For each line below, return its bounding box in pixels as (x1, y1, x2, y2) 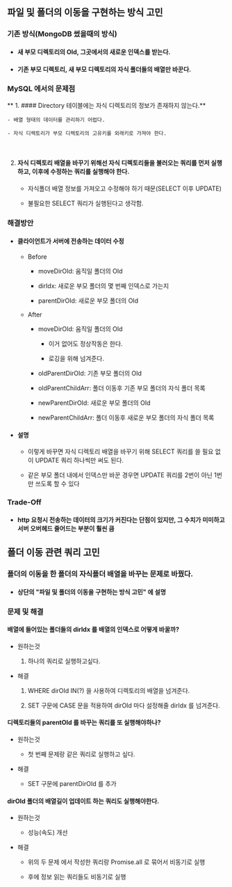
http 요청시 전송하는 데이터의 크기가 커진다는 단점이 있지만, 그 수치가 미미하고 (17, 516, 225, 524)
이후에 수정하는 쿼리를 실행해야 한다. (32, 168, 130, 176)
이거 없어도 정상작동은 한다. (48, 339, 123, 348)
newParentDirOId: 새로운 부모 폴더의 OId (38, 399, 151, 407)
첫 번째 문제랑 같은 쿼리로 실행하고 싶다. (27, 750, 135, 758)
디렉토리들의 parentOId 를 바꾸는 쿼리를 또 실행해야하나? (7, 719, 161, 727)
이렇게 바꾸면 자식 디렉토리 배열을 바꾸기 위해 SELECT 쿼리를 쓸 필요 (27, 447, 214, 456)
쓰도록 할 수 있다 (35, 479, 80, 488)
